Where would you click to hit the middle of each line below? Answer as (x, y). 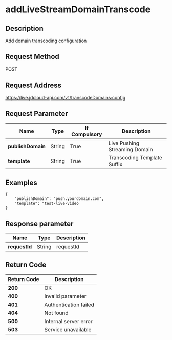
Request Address (34, 85)
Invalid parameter (65, 296)
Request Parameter (37, 114)
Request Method (33, 57)
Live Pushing (124, 143)
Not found (56, 313)
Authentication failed (69, 305)
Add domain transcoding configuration (46, 41)
